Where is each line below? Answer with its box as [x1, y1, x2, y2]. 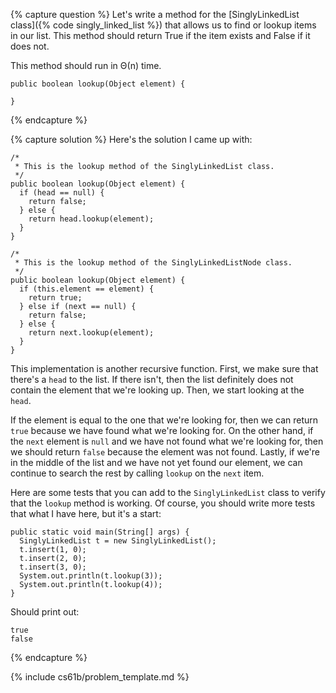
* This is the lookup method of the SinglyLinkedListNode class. [14, 258, 293, 268]
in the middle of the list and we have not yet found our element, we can [10, 457, 303, 468]
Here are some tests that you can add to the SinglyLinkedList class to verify [10, 487, 326, 498]
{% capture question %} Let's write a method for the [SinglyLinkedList [10, 9, 300, 20]
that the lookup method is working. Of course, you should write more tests [10, 497, 316, 509]
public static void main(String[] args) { [10, 527, 190, 537]
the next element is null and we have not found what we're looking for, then [10, 435, 324, 447]
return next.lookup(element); [28, 328, 155, 338]
